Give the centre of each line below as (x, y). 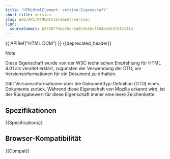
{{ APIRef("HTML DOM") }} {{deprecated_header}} (59, 43)
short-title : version (28, 15)
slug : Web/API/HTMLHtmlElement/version (48, 19)
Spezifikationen (31, 110)
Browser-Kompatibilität (43, 138)
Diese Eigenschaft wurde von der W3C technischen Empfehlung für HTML (83, 63)
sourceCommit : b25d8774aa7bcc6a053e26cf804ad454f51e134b (72, 29)
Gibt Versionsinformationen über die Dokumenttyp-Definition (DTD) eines (82, 84)
